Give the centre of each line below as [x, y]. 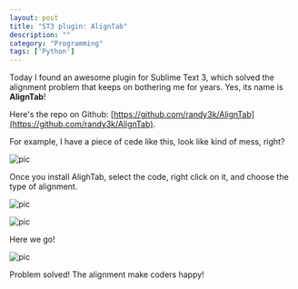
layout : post [34, 18]
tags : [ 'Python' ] [42, 52]
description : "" [40, 35]
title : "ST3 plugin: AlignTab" [69, 26]
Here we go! [33, 239]
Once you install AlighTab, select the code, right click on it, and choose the [149, 177]
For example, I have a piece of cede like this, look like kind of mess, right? [147, 142]
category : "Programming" [56, 43]
